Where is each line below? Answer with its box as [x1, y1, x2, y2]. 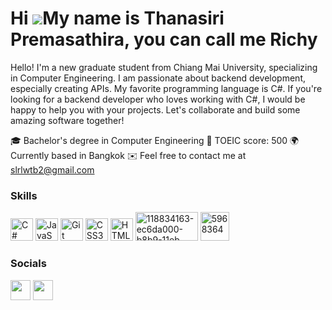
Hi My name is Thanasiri [10, 7, 225, 30]
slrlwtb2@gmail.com [10, 163, 95, 176]
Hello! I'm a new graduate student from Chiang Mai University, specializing [10, 61, 318, 73]
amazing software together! [10, 114, 125, 126]
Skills [10, 188, 38, 202]
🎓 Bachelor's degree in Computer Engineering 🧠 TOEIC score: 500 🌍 [10, 134, 300, 146]
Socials [10, 257, 47, 271]
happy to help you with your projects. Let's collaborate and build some [10, 103, 301, 116]
